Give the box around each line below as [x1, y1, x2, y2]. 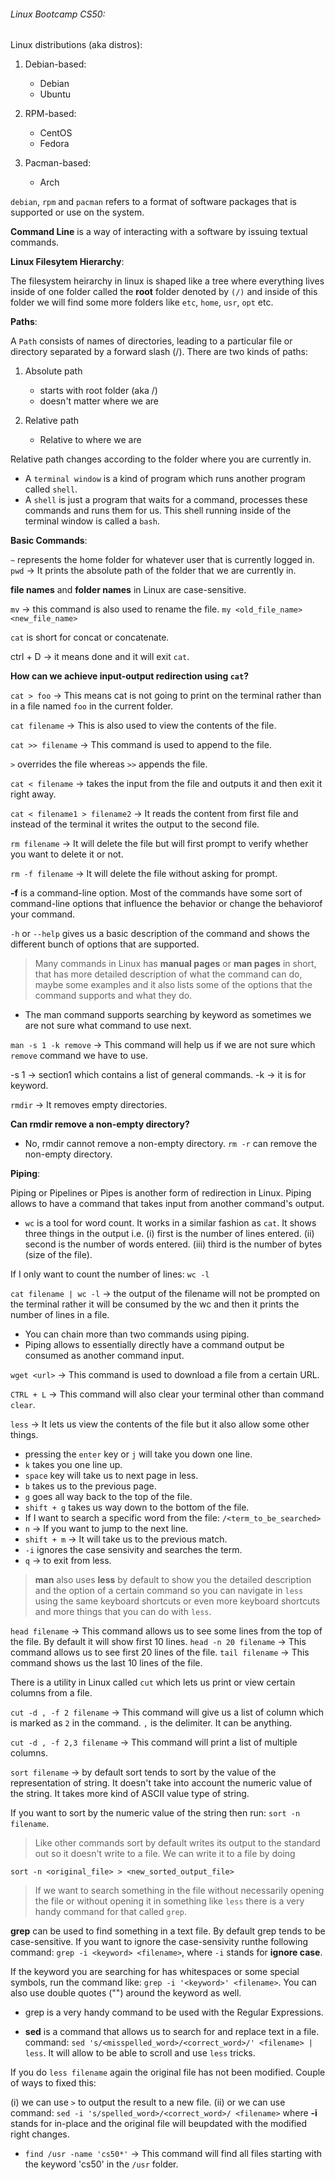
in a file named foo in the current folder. [10, 700, 173, 712]
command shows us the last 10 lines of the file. [10, 1657, 203, 1669]
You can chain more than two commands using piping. [24, 1328, 250, 1340]
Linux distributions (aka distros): [10, 39, 143, 51]
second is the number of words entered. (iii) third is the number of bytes [24, 1238, 323, 1250]
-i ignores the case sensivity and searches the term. [24, 1544, 243, 1556]
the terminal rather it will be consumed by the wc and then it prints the [10, 1298, 300, 1310]
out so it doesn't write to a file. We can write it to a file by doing [34, 1848, 296, 1860]
